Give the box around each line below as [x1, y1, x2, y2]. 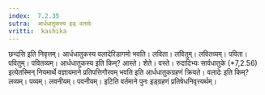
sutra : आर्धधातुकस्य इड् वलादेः [8, 19, 92, 28]
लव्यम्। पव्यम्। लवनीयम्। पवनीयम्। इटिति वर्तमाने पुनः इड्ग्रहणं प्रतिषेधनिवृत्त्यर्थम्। [8, 76, 217, 86]
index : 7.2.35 [8, 11, 60, 20]
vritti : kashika [8, 27, 67, 35]
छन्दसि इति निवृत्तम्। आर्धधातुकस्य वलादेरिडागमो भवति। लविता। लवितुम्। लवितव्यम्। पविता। [8, 50, 248, 59]
